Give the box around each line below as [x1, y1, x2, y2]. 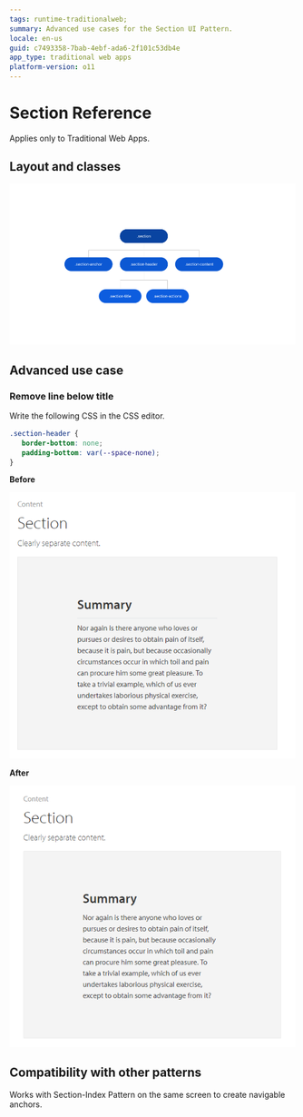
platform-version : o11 [9, 63, 95, 72]
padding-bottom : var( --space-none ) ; [21, 448, 161, 458]
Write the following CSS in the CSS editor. [9, 410, 165, 421]
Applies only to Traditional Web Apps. [9, 133, 150, 143]
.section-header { [9, 429, 79, 438]
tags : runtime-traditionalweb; [9, 15, 128, 24]
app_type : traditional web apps [9, 53, 132, 63]
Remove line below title [9, 390, 114, 402]
